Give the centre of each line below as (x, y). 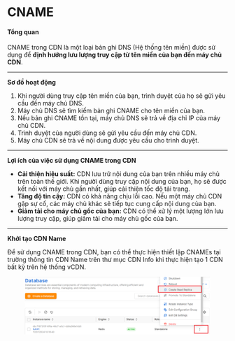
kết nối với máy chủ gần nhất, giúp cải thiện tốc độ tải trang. (104, 189)
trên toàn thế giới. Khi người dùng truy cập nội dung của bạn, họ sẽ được (122, 182)
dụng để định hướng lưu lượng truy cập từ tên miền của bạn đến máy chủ (115, 55)
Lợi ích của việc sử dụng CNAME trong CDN (72, 161)
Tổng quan (23, 31)
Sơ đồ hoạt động (31, 82)
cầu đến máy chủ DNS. (50, 103)
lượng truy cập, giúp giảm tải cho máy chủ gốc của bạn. (98, 219)
